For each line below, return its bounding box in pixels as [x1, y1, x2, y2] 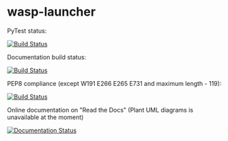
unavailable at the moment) [7, 113, 84, 121]
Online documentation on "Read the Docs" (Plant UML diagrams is [7, 106, 193, 114]
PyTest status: [7, 27, 47, 35]
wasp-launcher [7, 4, 96, 20]
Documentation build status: [7, 52, 87, 61]
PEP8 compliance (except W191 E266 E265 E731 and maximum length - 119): [7, 79, 222, 87]
